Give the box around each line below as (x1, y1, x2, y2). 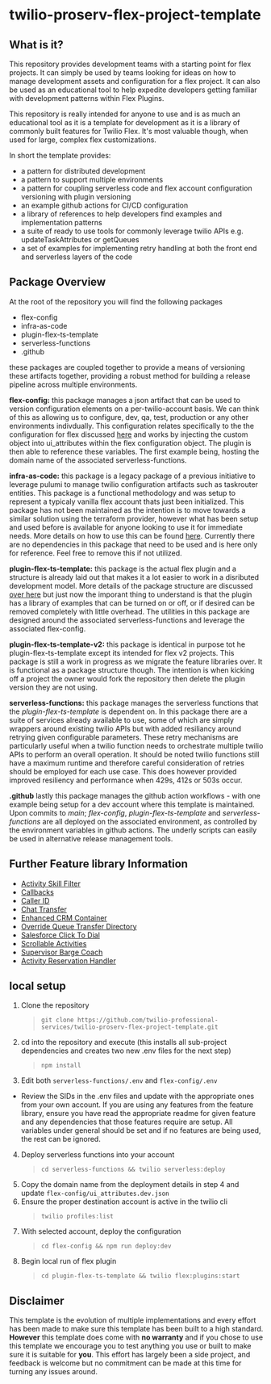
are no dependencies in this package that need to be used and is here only (9, 539, 258, 549)
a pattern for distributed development (20, 166, 146, 175)
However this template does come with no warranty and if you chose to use (9, 1332, 264, 1342)
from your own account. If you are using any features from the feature (20, 1100, 253, 1109)
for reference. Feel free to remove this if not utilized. (9, 547, 182, 558)
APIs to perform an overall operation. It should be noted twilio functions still (9, 749, 260, 759)
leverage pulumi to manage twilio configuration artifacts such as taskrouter (9, 479, 259, 489)
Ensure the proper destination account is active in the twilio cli (20, 1197, 228, 1206)
